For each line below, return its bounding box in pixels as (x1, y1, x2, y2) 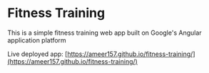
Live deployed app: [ (7, 50, 68, 58)
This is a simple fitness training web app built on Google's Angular (7, 28, 202, 37)
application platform (7, 35, 66, 44)
